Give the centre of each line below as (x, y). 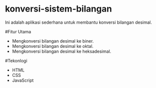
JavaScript (23, 80)
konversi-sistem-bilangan (59, 9)
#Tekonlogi (16, 60)
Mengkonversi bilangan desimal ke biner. (53, 41)
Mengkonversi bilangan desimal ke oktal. (53, 46)
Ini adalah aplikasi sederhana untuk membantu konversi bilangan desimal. (78, 22)
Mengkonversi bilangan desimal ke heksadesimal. (62, 51)
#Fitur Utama (18, 31)
